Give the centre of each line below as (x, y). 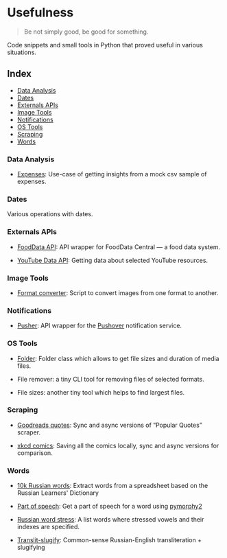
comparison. (35, 453)
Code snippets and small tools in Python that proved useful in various (105, 45)
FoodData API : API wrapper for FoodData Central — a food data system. (119, 247)
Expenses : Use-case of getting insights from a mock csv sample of (112, 174)
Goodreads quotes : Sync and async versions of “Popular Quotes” (109, 425)
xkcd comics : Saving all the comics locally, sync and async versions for (118, 445)
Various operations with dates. (50, 214)
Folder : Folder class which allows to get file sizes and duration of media (118, 358)
